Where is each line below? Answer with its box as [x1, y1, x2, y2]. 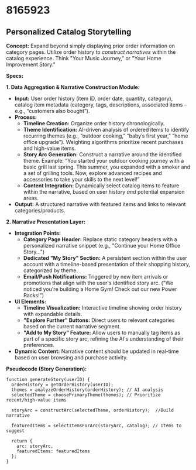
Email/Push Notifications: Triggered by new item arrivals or [23, 273, 169, 280]
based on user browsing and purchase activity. [14, 354, 128, 361]
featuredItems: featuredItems [16, 448, 91, 454]
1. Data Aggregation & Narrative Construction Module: [6, 84, 140, 91]
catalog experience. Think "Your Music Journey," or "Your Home [6, 55, 162, 61]
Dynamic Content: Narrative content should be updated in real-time [14, 348, 179, 355]
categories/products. [14, 207, 66, 214]
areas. [23, 194, 39, 201]
